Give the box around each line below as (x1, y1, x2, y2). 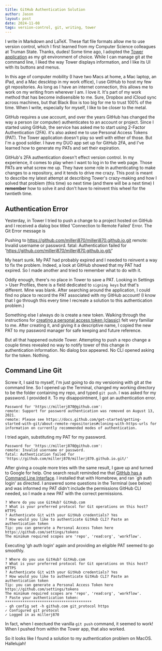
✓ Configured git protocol (5, 608, 59, 613)
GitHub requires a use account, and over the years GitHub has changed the (5, 114, 155, 120)
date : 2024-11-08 (5, 20, 40, 26)
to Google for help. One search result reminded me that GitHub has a (5, 470, 142, 476)
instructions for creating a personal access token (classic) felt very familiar (5, 317, 154, 323)
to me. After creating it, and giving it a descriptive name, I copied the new (5, 322, 151, 328)
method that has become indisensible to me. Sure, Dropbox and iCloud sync (5, 94, 157, 100)
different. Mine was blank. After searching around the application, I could (5, 287, 150, 293)
